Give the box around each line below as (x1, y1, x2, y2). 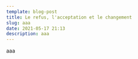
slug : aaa (6, 20, 31, 26)
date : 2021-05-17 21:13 (6, 25, 66, 32)
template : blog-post (6, 8, 58, 15)
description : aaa (6, 31, 50, 37)
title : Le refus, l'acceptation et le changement (6, 14, 133, 20)
